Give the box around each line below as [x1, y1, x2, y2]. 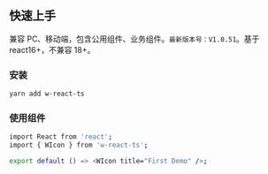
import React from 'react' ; [9, 132, 113, 141]
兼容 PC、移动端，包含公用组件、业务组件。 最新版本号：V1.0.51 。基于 [9, 34, 260, 44]
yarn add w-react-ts [9, 89, 86, 99]
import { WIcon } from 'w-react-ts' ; [9, 140, 149, 150]
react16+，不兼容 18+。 [9, 44, 96, 55]
